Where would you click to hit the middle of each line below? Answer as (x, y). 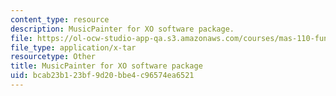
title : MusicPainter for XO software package (106, 66)
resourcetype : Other (53, 57)
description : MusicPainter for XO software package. (122, 29)
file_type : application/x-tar (73, 47)
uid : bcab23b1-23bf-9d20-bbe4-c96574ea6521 (102, 76)
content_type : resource (60, 19)
